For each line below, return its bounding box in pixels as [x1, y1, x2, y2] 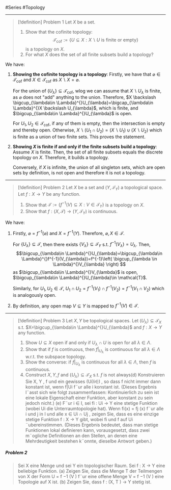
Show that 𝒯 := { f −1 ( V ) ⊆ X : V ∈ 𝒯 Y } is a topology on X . [25, 201, 145, 209]
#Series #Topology [5, 5, 45, 10]
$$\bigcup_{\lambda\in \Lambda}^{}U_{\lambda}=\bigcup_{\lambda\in [16, 250, 163, 256]
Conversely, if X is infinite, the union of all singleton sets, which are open [12, 164, 165, 170]
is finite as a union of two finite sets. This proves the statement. [12, 134, 146, 140]
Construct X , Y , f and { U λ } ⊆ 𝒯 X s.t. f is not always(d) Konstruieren [25, 372, 165, 379]
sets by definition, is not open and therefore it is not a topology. [12, 169, 146, 175]
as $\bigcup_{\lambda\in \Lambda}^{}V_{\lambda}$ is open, [12, 269, 138, 275]
